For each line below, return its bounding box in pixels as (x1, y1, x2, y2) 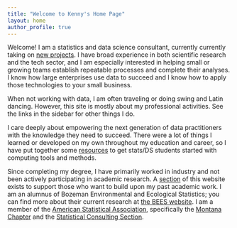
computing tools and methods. (7, 153, 97, 162)
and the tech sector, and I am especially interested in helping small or (7, 58, 210, 67)
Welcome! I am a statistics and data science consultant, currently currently (7, 43, 226, 52)
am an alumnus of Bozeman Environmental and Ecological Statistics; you (7, 190, 220, 199)
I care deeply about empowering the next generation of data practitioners (7, 124, 222, 132)
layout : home (7, 17, 46, 24)
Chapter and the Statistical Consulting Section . (7, 212, 144, 221)
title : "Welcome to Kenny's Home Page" (7, 10, 126, 18)
